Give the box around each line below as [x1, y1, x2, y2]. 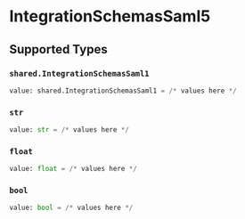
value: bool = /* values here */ [9, 203, 134, 213]
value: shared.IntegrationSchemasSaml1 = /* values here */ [9, 86, 238, 95]
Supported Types [9, 42, 109, 57]
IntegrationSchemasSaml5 [9, 6, 211, 27]
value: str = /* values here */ [9, 126, 129, 134]
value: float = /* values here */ [9, 165, 138, 174]
